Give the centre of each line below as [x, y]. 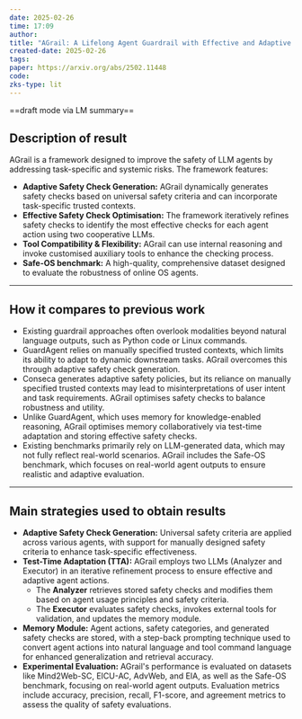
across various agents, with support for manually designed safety [144, 542]
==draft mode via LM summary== [72, 110]
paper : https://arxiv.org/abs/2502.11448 [88, 68]
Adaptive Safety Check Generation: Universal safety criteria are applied [157, 533]
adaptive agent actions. [66, 581]
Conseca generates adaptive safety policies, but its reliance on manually [157, 379]
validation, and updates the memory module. [119, 619]
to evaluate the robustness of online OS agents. [111, 273]
